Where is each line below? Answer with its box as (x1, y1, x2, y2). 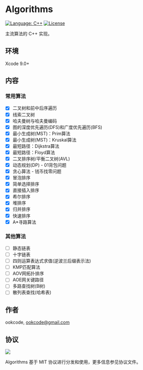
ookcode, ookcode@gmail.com (5, 319, 70, 326)
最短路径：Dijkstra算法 (12, 143, 59, 149)
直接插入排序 (12, 188, 39, 194)
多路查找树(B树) (12, 283, 46, 289)
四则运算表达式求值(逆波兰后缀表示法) (12, 258, 91, 264)
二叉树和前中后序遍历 (12, 105, 57, 111)
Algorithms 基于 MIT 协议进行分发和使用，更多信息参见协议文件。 (5, 359, 141, 365)
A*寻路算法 (12, 219, 36, 225)
